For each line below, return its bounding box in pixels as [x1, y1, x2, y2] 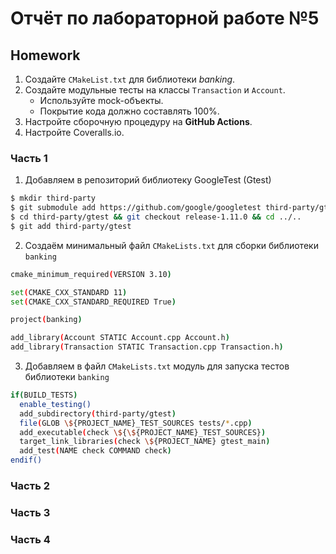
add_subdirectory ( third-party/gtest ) [19, 408, 177, 419]
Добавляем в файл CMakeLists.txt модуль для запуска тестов [24, 360, 290, 372]
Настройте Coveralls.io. [24, 127, 125, 138]
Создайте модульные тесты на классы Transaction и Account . [24, 84, 286, 96]
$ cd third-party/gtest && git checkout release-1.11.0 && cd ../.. [10, 212, 302, 222]
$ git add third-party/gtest [10, 221, 132, 231]
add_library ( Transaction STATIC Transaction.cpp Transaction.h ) [10, 342, 284, 352]
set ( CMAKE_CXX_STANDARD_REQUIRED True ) [10, 297, 177, 307]
